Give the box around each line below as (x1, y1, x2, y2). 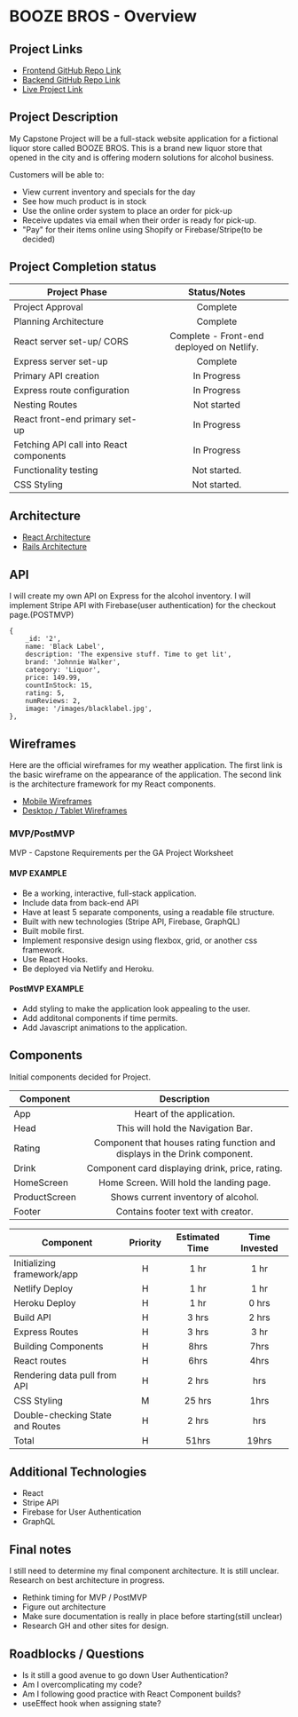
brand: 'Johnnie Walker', (25, 658, 122, 667)
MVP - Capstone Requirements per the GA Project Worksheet (9, 848, 233, 858)
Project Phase (47, 286, 108, 298)
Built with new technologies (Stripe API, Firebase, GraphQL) (21, 916, 241, 927)
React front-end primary (13, 413, 117, 425)
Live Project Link (21, 84, 83, 94)
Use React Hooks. (21, 953, 89, 964)
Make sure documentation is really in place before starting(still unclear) (21, 1611, 283, 1622)
